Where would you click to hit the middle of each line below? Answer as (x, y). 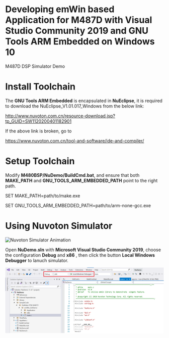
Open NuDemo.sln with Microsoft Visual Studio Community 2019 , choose (83, 250)
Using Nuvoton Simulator (59, 226)
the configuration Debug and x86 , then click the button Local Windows (80, 255)
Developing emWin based (60, 9)
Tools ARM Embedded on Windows (80, 42)
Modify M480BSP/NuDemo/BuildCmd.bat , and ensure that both (72, 175)
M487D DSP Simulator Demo (35, 66)
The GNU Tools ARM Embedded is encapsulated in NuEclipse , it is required (84, 101)
